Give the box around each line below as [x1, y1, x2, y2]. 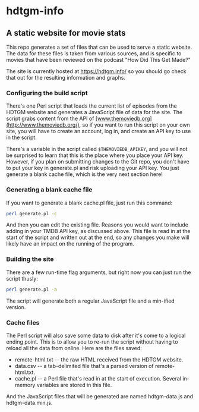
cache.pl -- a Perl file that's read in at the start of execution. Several [14, 375, 181, 382]
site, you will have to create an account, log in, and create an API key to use [6, 128, 191, 135]
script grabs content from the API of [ [6, 115, 98, 122]
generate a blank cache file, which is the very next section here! [6, 171, 163, 178]
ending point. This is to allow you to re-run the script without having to [6, 338, 178, 345]
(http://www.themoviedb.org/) [6, 121, 80, 128]
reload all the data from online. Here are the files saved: [6, 344, 143, 351]
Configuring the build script [6, 89, 88, 97]
